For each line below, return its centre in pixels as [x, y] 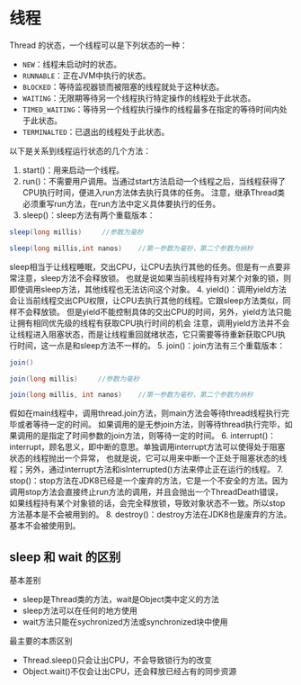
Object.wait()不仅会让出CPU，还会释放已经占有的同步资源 [129, 671]
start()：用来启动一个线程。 [73, 170]
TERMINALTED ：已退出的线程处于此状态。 [96, 131]
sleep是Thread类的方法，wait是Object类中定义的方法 [121, 599]
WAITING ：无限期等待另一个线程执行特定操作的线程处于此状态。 [139, 98]
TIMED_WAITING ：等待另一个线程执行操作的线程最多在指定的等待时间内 [151, 109]
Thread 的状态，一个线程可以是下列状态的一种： [99, 45]
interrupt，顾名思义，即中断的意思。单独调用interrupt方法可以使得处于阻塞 [147, 447]
